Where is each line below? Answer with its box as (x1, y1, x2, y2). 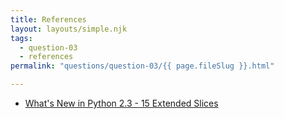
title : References (10, 14, 87, 25)
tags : (10, 33, 33, 43)
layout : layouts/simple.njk (10, 24, 128, 34)
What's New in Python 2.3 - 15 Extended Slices (24, 97, 219, 109)
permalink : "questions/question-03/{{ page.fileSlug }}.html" (10, 61, 275, 71)
